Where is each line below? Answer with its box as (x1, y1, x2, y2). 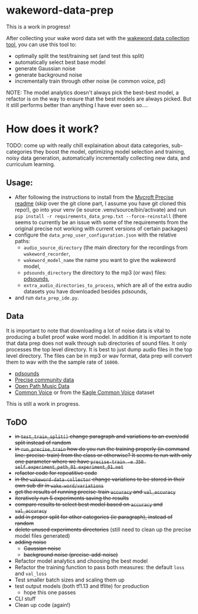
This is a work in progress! (6, 23, 71, 30)
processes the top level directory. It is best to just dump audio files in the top (6, 345, 193, 353)
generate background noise (14, 71, 83, 78)
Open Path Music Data (14, 382, 70, 389)
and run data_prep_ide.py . (14, 294, 79, 301)
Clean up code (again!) (14, 602, 71, 609)
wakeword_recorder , (23, 250, 71, 257)
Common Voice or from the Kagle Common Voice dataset (14, 389, 155, 396)
